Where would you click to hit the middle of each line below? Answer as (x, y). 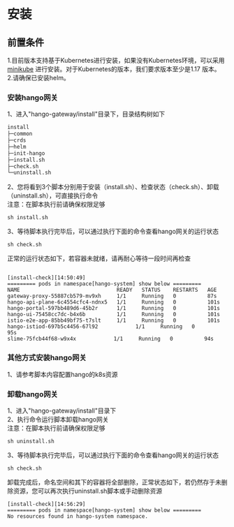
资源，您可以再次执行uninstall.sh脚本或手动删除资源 (88, 491)
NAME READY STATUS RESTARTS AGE (112, 290)
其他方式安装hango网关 (47, 358)
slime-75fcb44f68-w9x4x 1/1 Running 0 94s (111, 339)
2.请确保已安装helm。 (38, 78)
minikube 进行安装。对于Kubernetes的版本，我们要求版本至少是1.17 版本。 (114, 69)
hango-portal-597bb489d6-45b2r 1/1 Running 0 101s (114, 309)
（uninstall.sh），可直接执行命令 (53, 195)
